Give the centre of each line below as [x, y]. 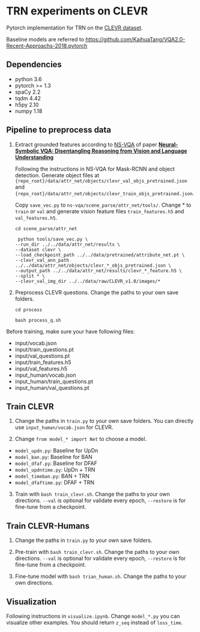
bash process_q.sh [38, 320]
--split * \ [30, 276]
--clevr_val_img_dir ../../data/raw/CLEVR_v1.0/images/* [88, 281]
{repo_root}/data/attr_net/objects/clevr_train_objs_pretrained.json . [105, 193]
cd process [29, 310]
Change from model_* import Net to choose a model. [81, 439]
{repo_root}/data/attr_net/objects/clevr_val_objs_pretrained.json [101, 181]
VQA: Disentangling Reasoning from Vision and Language [114, 151]
